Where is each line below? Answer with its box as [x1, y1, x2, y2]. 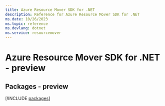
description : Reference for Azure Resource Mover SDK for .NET [5, 12, 140, 17]
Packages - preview [5, 82, 68, 91]
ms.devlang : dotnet [5, 26, 46, 31]
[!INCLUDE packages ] [5, 96, 50, 101]
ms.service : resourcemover [5, 30, 61, 35]
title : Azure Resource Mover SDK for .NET [5, 7, 95, 12]
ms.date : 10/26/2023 [5, 16, 48, 21]
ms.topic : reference [5, 21, 48, 26]
